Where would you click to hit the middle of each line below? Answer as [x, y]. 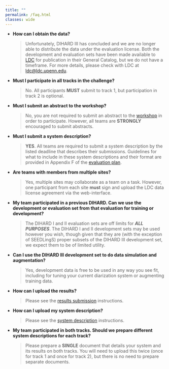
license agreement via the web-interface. [68, 193]
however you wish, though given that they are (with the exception [94, 234]
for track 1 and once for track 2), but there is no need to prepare [92, 356]
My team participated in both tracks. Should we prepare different [82, 330]
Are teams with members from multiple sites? [62, 172]
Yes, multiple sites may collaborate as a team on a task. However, [94, 182]
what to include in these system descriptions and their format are [93, 157]
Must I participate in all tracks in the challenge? [64, 81]
